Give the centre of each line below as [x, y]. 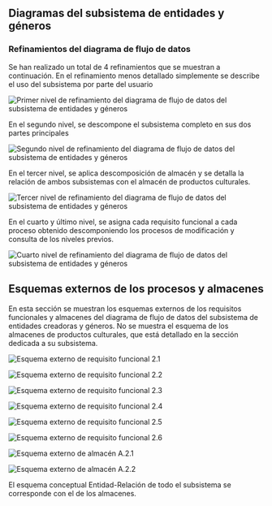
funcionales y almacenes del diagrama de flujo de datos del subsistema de [133, 317]
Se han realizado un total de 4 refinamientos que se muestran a [114, 67]
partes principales [39, 132]
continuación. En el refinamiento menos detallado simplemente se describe [134, 76]
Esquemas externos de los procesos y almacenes [136, 289]
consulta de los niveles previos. [61, 239]
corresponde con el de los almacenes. [72, 493]
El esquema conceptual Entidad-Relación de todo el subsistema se [120, 484]
